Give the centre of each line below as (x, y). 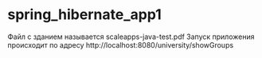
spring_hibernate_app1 (85, 15)
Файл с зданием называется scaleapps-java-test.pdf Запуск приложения (131, 37)
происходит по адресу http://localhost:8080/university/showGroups (121, 44)
